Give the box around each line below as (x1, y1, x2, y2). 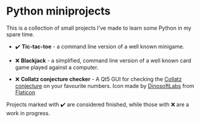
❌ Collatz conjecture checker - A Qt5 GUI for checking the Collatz (15, 75, 182, 82)
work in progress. (6, 109, 50, 116)
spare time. (6, 30, 35, 38)
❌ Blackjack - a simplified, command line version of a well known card (15, 56, 192, 64)
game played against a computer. (15, 64, 99, 71)
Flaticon (15, 88, 35, 96)
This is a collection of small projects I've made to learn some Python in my (6, 24, 192, 32)
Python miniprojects (6, 4, 111, 18)
